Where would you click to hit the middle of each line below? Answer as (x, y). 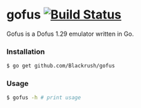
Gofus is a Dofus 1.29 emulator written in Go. (70, 34)
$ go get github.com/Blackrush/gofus (61, 66)
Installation (26, 52)
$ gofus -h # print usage (44, 98)
